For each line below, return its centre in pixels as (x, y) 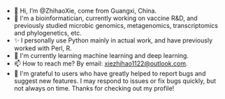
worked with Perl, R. (43, 48)
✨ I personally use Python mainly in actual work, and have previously (113, 40)
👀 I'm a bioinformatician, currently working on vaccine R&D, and (106, 18)
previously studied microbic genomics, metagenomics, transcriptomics (116, 25)
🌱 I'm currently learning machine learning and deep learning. (101, 55)
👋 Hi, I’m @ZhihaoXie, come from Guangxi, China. (85, 11)
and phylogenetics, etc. (48, 33)
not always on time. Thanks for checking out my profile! (94, 88)
